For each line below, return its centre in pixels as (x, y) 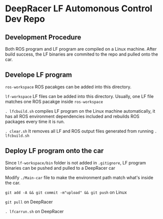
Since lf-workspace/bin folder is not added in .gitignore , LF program (76, 162)
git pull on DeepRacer (29, 202)
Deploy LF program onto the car (54, 151)
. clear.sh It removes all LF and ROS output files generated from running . (81, 131)
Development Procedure (43, 37)
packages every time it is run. (35, 122)
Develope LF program (39, 75)
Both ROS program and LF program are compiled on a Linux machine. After (81, 49)
